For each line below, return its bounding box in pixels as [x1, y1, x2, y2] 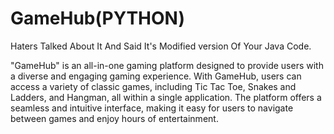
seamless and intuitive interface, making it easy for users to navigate [10, 102, 294, 114]
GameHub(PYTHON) [10, 7, 186, 30]
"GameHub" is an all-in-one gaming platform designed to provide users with [10, 59, 324, 71]
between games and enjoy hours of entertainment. [10, 112, 219, 124]
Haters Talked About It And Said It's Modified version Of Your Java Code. [10, 40, 312, 52]
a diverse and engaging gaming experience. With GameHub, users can [10, 70, 302, 82]
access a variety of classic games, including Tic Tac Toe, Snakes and [10, 80, 297, 92]
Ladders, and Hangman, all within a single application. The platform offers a [10, 91, 322, 103]
